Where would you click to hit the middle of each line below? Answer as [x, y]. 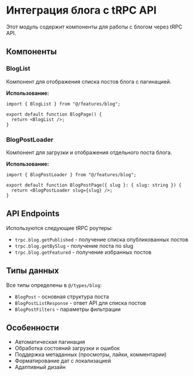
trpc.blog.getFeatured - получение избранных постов [83, 252]
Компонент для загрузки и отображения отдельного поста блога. [89, 152]
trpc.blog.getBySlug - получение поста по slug [74, 246]
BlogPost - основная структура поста [62, 297]
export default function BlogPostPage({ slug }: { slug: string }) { [94, 185]
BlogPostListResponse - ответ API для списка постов [80, 302]
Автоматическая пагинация [50, 342]
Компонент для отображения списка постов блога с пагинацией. [89, 81]
